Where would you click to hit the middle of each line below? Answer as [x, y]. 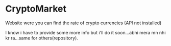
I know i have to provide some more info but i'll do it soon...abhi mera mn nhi [86, 32]
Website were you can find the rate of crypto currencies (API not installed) [83, 23]
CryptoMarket [36, 9]
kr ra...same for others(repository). [42, 38]
